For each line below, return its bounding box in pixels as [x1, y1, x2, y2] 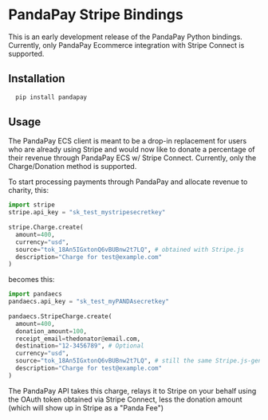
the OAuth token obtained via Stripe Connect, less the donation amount [8, 394, 242, 404]
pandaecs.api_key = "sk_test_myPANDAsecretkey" [8, 297, 170, 306]
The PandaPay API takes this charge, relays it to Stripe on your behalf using [8, 386, 257, 395]
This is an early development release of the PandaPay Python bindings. [8, 32, 243, 41]
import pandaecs [8, 290, 62, 298]
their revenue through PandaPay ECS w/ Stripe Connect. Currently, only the [8, 153, 257, 163]
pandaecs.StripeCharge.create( [8, 312, 112, 320]
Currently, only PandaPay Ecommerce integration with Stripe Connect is [8, 40, 245, 49]
